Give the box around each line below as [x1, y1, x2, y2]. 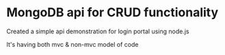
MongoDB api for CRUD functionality [6, 5, 219, 20]
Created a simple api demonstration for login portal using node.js [6, 27, 189, 35]
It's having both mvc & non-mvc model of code [6, 40, 139, 48]
